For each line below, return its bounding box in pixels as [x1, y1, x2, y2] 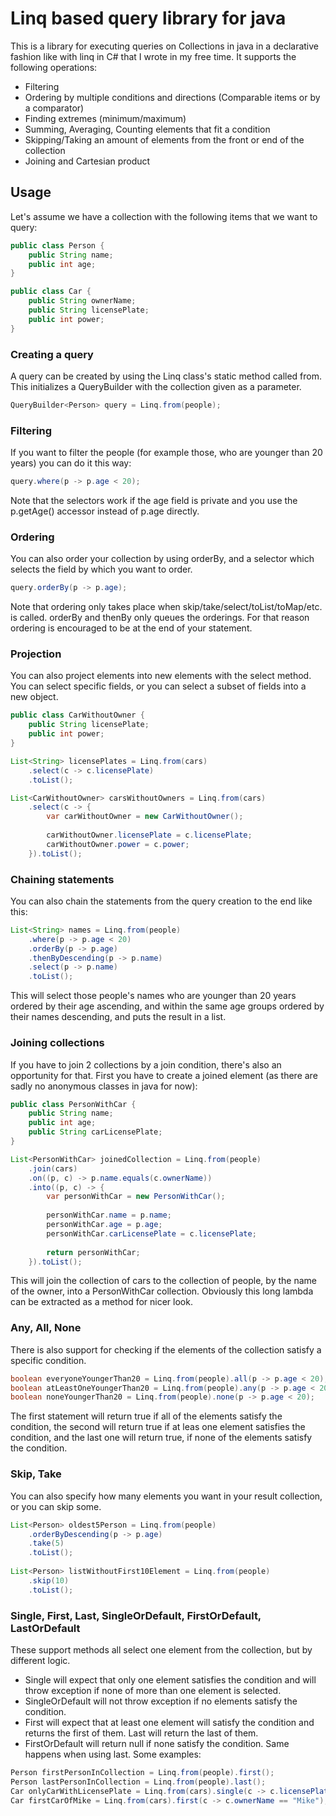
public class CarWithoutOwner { [10, 710, 145, 721]
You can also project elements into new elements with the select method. [10, 670, 312, 682]
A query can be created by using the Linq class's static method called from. [10, 370, 323, 382]
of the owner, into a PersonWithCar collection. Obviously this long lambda [10, 1285, 314, 1297]
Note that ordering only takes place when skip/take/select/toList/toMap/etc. [10, 601, 323, 613]
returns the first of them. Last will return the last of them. [24, 1727, 259, 1739]
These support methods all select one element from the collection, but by [10, 1643, 313, 1656]
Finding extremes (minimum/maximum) [24, 112, 187, 124]
